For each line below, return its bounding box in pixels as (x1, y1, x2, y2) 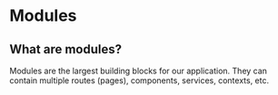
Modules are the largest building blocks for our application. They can (9, 65, 268, 76)
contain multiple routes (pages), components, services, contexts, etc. (9, 75, 270, 86)
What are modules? (9, 42, 123, 57)
